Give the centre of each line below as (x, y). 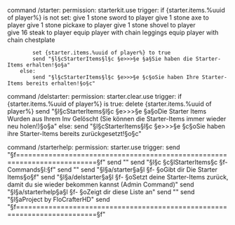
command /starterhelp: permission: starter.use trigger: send (94, 147)
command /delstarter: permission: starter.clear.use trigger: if (95, 96)
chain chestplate (31, 40)
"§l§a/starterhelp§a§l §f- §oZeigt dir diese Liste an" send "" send (101, 192)
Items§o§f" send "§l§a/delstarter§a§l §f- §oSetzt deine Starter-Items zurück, (118, 177)
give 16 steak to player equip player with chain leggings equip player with (113, 32)
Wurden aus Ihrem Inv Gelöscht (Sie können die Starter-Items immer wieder (117, 119)
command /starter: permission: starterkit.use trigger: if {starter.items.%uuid (116, 10)
